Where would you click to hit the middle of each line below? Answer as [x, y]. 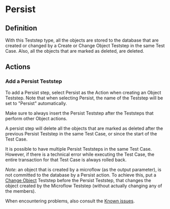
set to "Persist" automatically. [36, 103]
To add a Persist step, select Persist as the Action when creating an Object [83, 92]
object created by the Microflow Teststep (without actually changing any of [84, 186]
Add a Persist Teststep [34, 81]
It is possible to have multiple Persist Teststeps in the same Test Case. [79, 149]
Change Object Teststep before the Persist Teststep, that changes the [78, 180]
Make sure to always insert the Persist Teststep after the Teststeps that [79, 113]
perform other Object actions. [36, 118]
